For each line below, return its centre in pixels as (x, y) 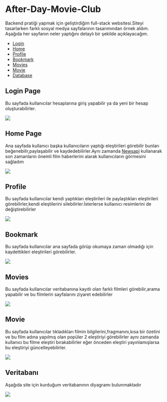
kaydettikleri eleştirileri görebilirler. (41, 252)
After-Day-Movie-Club (53, 9)
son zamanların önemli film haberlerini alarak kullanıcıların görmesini (75, 156)
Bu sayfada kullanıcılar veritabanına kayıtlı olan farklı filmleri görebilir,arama (82, 289)
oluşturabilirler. (20, 108)
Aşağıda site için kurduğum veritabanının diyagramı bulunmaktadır (73, 384)
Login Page (23, 91)
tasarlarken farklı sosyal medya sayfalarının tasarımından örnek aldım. (77, 28)
